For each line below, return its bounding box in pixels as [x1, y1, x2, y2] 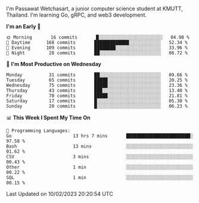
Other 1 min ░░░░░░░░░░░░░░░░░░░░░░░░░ [6, 164, 194, 170]
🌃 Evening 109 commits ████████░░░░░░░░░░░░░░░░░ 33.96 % [6, 45, 188, 51]
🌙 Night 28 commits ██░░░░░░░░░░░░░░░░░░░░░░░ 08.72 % [6, 50, 188, 56]
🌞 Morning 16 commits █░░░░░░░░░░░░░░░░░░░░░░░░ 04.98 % [6, 35, 189, 40]
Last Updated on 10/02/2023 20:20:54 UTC [6, 190, 113, 197]
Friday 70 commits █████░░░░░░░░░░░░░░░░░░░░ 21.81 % [6, 93, 188, 99]
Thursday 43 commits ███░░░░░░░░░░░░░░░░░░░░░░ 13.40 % [6, 88, 188, 93]
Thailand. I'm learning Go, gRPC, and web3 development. [6, 11, 147, 18]
